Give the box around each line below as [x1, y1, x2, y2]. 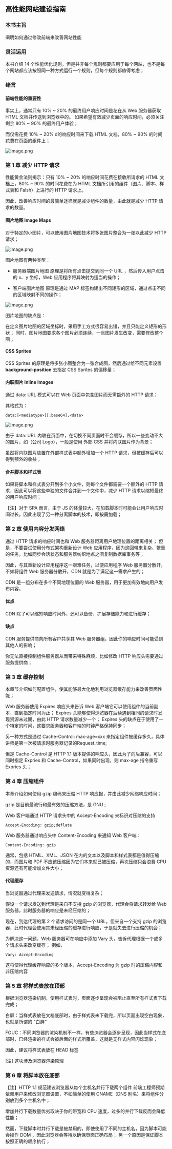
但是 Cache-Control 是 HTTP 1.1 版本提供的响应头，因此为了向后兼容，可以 [5, 751, 163, 757]
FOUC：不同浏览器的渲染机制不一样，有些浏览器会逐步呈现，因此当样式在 [5, 1029, 162, 1036]
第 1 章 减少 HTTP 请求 [5, 162, 60, 169]
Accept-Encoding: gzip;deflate [5, 823, 72, 828]
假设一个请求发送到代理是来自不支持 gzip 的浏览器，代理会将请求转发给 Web [5, 901, 167, 907]
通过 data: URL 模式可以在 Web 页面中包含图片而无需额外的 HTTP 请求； [5, 392, 159, 398]
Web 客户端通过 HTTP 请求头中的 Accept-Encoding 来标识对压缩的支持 [5, 812, 155, 819]
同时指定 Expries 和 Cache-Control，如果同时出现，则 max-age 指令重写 [5, 757, 158, 764]
